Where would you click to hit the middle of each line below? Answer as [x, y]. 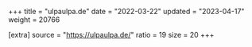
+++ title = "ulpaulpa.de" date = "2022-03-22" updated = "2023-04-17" [126, 11]
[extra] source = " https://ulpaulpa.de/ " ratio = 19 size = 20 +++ [111, 35]
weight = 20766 [34, 20]
